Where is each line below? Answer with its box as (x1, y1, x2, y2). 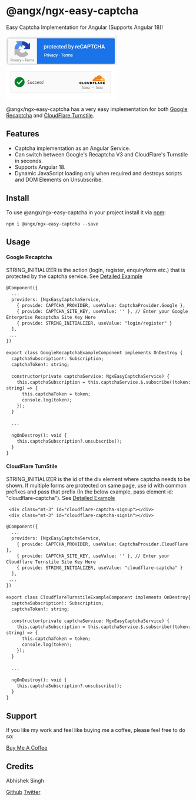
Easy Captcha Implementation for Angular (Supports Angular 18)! (6, 24, 164, 31)
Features (6, 129, 39, 139)
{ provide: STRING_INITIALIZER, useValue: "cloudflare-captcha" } (16, 565, 183, 571)
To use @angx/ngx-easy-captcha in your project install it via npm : (6, 208, 166, 216)
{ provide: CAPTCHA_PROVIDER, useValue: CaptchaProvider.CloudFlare (16, 541, 188, 547)
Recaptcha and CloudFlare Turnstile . (6, 112, 95, 119)
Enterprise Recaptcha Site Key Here (6, 315, 96, 321)
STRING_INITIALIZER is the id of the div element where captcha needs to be (6, 476, 190, 483)
